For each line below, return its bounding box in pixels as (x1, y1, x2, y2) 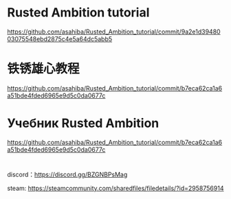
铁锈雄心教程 (7, 61, 80, 77)
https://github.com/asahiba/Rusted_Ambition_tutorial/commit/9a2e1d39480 (7, 27, 221, 36)
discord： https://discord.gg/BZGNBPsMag (7, 170, 128, 178)
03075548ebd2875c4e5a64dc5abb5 (7, 34, 113, 43)
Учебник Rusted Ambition (7, 115, 159, 131)
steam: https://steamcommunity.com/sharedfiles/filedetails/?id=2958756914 (7, 184, 224, 192)
